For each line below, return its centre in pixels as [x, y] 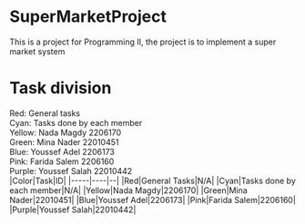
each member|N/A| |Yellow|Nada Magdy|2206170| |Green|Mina [128, 190]
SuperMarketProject [88, 17]
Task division [61, 88]
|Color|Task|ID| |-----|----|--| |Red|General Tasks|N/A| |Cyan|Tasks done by [152, 180]
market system [37, 51]
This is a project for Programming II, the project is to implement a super [143, 42]
